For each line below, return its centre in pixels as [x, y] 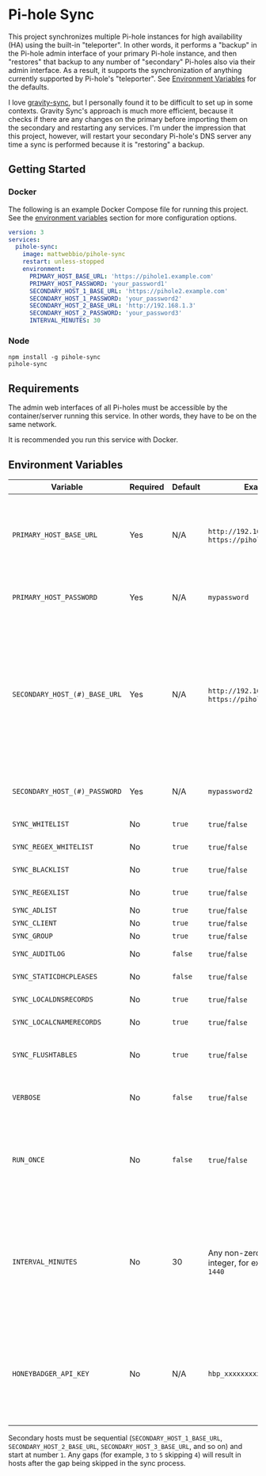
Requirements [44, 389]
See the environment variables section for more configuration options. [123, 217]
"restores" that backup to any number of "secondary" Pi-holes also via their [132, 62]
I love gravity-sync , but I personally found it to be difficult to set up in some [131, 102]
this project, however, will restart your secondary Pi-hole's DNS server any [130, 135]
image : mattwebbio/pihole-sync [74, 254]
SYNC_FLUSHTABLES [45, 1055]
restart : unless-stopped [63, 262]
